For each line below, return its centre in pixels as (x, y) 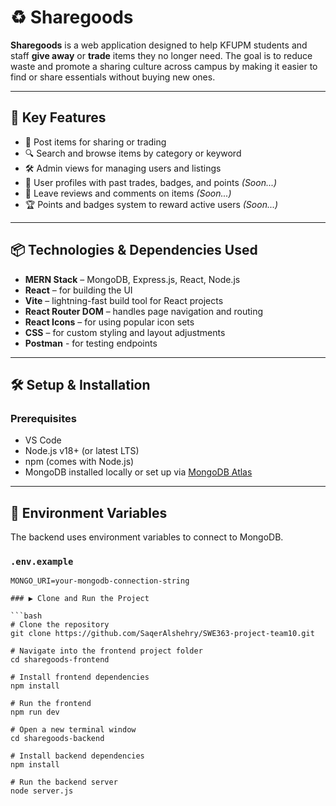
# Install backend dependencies (77, 756)
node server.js (42, 791)
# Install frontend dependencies (80, 677)
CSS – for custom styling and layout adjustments (125, 332)
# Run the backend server (64, 782)
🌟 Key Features (58, 117)
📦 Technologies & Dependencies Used (134, 250)
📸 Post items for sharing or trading (95, 142)
